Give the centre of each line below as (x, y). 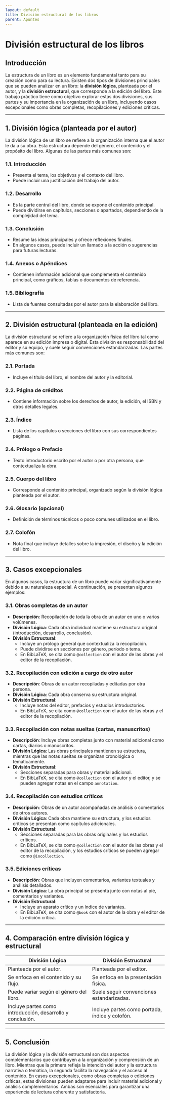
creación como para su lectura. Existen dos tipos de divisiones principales (83, 80)
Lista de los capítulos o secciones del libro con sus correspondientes (84, 431)
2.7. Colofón (20, 533)
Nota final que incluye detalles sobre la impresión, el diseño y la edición (87, 543)
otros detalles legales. (36, 407)
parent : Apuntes (22, 19)
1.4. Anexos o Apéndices (36, 263)
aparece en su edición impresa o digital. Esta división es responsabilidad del (85, 342)
